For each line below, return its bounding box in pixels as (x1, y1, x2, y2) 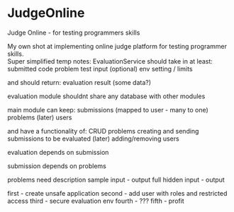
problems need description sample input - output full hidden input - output (7, 175, 225, 184)
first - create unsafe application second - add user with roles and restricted (7, 189, 228, 197)
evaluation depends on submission (7, 148, 109, 156)
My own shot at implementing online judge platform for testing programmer (7, 42, 228, 50)
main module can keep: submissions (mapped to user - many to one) (7, 105, 209, 114)
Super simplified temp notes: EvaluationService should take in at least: (7, 57, 213, 65)
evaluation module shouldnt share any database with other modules (7, 92, 206, 100)
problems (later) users (7, 113, 72, 122)
